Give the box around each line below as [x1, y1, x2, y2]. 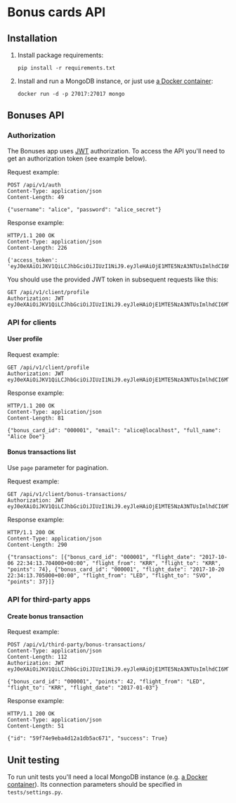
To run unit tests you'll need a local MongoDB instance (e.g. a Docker [7, 772, 208, 781]
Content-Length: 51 [7, 723, 65, 730]
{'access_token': [7, 256, 58, 264]
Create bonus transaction [7, 612, 84, 620]
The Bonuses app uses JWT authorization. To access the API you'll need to [7, 146, 225, 155]
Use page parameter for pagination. [7, 464, 109, 472]
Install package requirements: [17, 51, 104, 59]
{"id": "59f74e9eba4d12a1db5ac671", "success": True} [7, 735, 169, 742]
